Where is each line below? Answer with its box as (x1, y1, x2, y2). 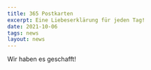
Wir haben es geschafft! (7, 55, 77, 63)
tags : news (7, 29, 39, 37)
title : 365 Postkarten (7, 10, 73, 17)
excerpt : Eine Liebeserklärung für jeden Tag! (7, 17, 145, 24)
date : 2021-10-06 (7, 23, 58, 30)
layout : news (7, 36, 45, 43)
